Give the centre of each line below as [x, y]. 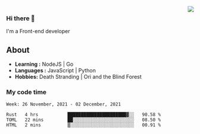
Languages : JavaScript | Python [55, 71]
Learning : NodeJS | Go [44, 64]
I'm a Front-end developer [38, 31]
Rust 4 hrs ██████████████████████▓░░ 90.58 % [84, 115]
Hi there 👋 [21, 18]
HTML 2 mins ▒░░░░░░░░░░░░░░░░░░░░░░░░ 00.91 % [84, 125]
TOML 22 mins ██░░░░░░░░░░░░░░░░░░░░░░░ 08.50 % [84, 120]
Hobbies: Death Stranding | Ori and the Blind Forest [78, 77]
